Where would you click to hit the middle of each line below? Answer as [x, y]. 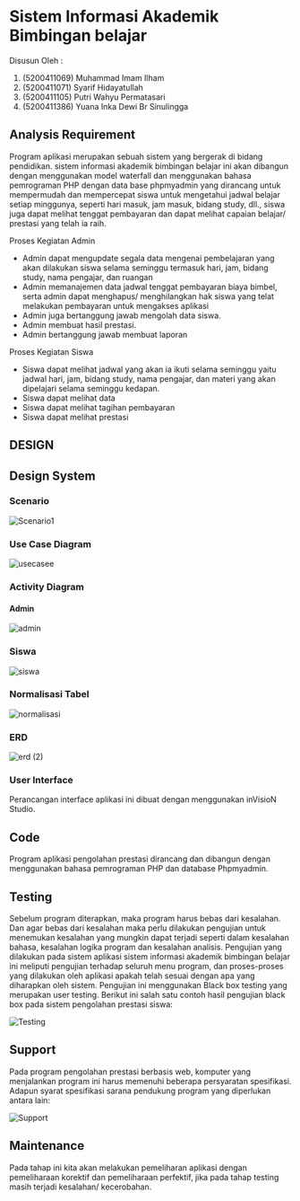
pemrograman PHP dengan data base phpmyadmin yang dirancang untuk [145, 185]
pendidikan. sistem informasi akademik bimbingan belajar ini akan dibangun [149, 166]
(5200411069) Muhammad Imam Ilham [93, 77]
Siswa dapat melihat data [69, 398]
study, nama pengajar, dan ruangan [88, 277]
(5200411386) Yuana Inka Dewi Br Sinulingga [105, 106]
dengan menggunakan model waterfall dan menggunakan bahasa [131, 175]
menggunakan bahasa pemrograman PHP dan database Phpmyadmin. [139, 869]
